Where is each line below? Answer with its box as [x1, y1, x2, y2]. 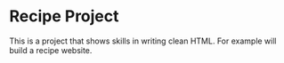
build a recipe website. [9, 44, 93, 55]
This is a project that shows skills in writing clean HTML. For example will [9, 35, 277, 46]
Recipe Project [9, 6, 119, 27]
